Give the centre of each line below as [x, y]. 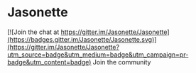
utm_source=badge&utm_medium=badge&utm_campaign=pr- [98, 55]
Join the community [122, 62]
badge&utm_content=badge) [49, 62]
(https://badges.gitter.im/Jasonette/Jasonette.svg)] [82, 39]
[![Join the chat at [33, 32]
